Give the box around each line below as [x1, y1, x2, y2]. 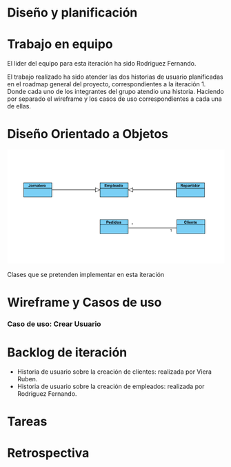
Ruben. [17, 374, 38, 383]
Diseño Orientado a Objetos [7, 126, 169, 142]
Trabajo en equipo [7, 37, 113, 53]
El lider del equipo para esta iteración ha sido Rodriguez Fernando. [7, 59, 197, 68]
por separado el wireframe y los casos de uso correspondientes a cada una [7, 95, 222, 103]
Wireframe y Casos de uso [7, 295, 162, 310]
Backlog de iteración [7, 345, 128, 361]
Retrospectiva [7, 446, 90, 461]
